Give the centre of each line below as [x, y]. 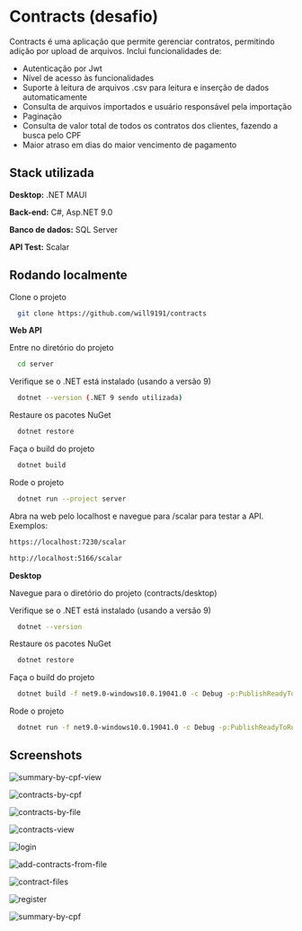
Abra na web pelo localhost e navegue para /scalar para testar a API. [137, 516]
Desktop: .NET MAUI [48, 194]
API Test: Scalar [40, 247]
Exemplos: [28, 525]
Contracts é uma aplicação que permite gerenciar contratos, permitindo [142, 41]
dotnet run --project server [72, 499]
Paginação [42, 116]
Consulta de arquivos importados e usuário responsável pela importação [157, 106]
